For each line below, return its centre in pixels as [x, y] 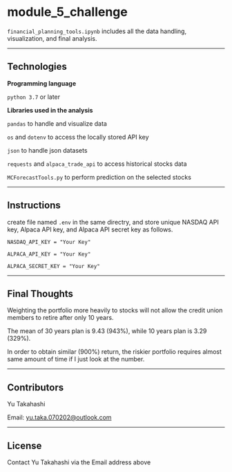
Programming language [42, 83]
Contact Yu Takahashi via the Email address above [79, 462]
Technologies [37, 67]
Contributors [36, 387]
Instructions [34, 206]
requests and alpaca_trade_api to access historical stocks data [97, 164]
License [25, 445]
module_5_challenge [67, 12]
